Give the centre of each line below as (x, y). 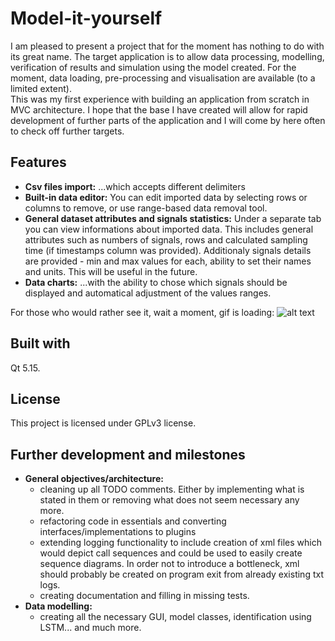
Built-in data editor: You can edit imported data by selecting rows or (166, 197)
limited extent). (41, 88)
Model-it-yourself (86, 18)
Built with (40, 343)
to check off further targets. (67, 131)
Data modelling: (58, 606)
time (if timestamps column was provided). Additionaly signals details (168, 250)
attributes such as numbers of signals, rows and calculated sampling (166, 239)
